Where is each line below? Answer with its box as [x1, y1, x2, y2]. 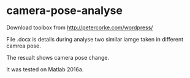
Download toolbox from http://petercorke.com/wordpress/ [6, 24, 153, 31]
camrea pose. [6, 42, 41, 49]
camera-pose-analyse [6, 4, 123, 18]
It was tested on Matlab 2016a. [6, 65, 84, 73]
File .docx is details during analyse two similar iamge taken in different [6, 35, 184, 43]
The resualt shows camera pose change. [6, 54, 109, 61]
